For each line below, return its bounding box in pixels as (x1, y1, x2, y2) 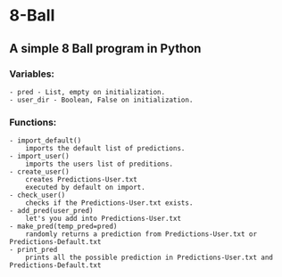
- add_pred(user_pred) (9, 207, 94, 216)
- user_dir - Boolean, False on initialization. (9, 95, 194, 104)
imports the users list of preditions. (25, 159, 174, 169)
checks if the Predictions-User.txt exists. (25, 199, 194, 208)
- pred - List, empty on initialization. (9, 87, 166, 96)
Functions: (9, 116, 57, 128)
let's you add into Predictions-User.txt (25, 215, 181, 224)
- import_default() (9, 136, 82, 145)
